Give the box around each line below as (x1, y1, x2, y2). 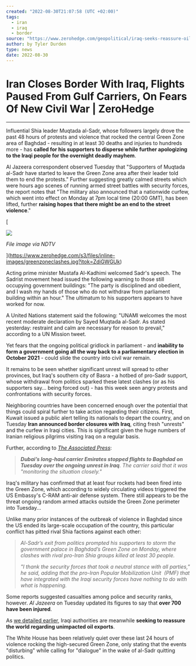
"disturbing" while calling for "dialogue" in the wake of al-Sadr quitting (6, 647, 176, 654)
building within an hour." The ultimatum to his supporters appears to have (6, 294, 183, 301)
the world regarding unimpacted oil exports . (6, 623, 115, 630)
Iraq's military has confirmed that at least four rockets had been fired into (6, 479, 182, 486)
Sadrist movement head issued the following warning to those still (6, 276, 164, 283)
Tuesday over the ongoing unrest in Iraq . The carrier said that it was (20, 462, 188, 469)
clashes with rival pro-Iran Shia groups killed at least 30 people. (20, 551, 175, 559)
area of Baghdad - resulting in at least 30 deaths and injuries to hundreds (6, 139, 183, 146)
